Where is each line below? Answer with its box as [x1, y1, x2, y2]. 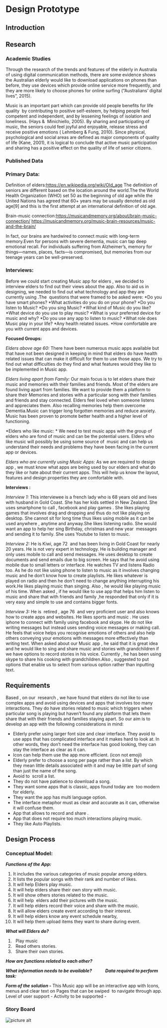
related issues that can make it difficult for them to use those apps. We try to [5, 355, 163, 362]
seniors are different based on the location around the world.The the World [5, 187, 159, 193]
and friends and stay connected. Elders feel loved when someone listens [5, 397, 155, 403]
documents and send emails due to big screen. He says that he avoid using [5, 557, 160, 563]
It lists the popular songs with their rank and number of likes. [12, 876, 137, 882]
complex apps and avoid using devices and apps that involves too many [5, 700, 153, 706]
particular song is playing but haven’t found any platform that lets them [5, 710, 151, 716]
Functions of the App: [5, 861, 52, 868]
